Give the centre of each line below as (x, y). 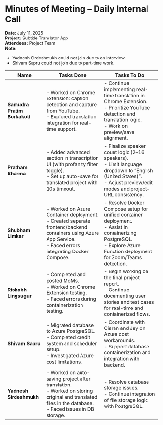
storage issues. (122, 387)
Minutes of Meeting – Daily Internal (77, 9)
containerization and (127, 352)
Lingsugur (19, 296)
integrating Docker (67, 251)
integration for (62, 123)
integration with (122, 358)
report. (112, 284)
